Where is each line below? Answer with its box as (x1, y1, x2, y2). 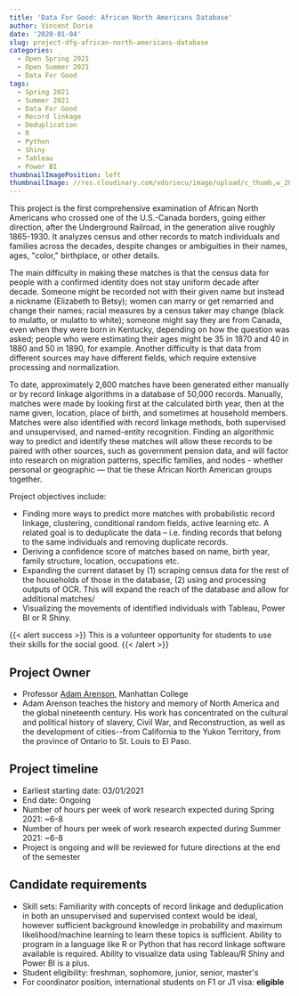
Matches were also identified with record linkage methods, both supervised (9, 417, 287, 428)
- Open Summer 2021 (17, 63, 90, 72)
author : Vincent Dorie (9, 21, 93, 30)
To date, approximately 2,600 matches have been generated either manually (9, 379, 289, 390)
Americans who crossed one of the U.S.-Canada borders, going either (9, 213, 267, 223)
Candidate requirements (9, 878, 148, 893)
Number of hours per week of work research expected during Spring (21, 804, 275, 814)
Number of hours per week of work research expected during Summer (21, 822, 282, 833)
